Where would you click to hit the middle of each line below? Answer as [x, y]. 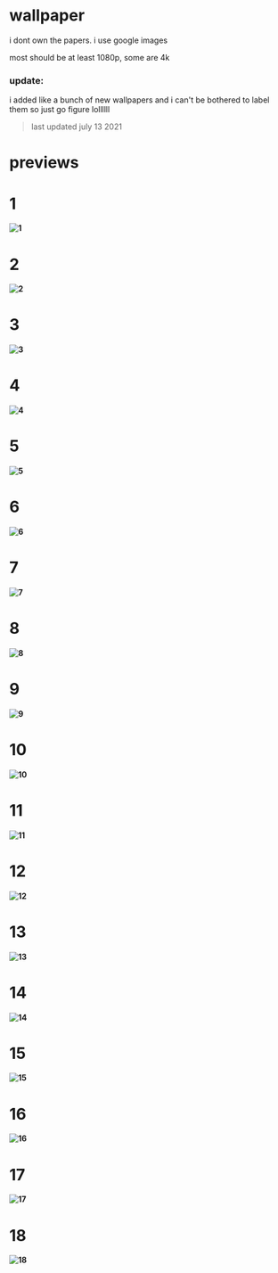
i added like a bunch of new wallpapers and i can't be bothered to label [139, 100]
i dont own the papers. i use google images [88, 40]
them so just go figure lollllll [60, 110]
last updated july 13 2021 [77, 127]
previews [44, 163]
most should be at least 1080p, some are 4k [90, 57]
